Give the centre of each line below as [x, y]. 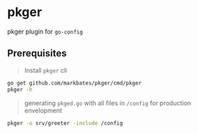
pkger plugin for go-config [45, 31]
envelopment [43, 110]
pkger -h [20, 89]
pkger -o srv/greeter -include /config [65, 123]
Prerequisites [37, 53]
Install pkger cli [46, 70]
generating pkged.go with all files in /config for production [108, 103]
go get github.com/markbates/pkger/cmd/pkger [74, 83]
